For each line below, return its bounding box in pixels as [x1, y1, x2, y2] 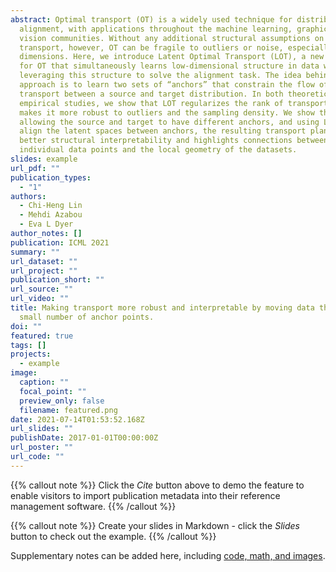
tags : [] [10, 340, 47, 350]
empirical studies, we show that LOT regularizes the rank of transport [19, 98, 329, 108]
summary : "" [10, 247, 60, 257]
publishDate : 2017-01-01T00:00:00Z [10, 433, 159, 443]
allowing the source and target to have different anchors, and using [19, 117, 320, 127]
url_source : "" [10, 284, 74, 295]
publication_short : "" [10, 275, 105, 285]
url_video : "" [10, 294, 70, 304]
